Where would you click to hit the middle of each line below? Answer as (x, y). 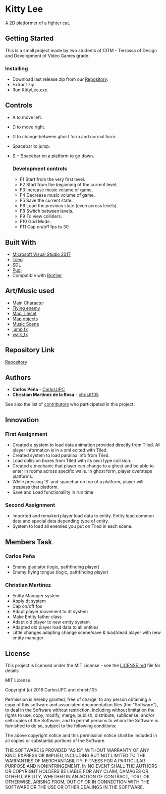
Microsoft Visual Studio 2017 (41, 254)
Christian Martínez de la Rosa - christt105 (55, 395)
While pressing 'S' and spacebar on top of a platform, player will (78, 482)
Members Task (28, 542)
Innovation (22, 420)
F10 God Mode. (35, 222)
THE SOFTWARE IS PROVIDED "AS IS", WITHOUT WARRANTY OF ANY (77, 750)
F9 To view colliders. (41, 216)
